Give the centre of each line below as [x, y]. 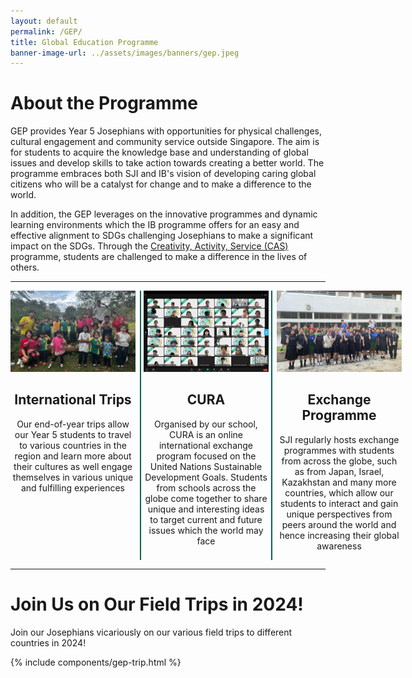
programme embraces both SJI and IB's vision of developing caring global [163, 174]
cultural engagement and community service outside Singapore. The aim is [165, 142]
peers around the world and [339, 524]
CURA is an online [206, 434]
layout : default [44, 21]
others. [25, 267]
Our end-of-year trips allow [73, 424]
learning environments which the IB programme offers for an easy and [155, 225]
